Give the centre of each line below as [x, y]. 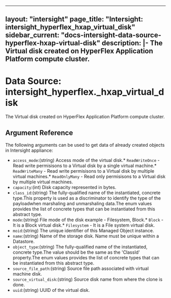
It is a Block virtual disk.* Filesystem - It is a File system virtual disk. [84, 225]
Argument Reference [39, 133]
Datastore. [23, 241]
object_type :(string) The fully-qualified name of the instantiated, [80, 247]
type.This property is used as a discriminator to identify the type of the [87, 198]
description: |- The [132, 43]
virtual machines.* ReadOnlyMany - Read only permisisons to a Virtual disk [89, 177]
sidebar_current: [32, 35]
